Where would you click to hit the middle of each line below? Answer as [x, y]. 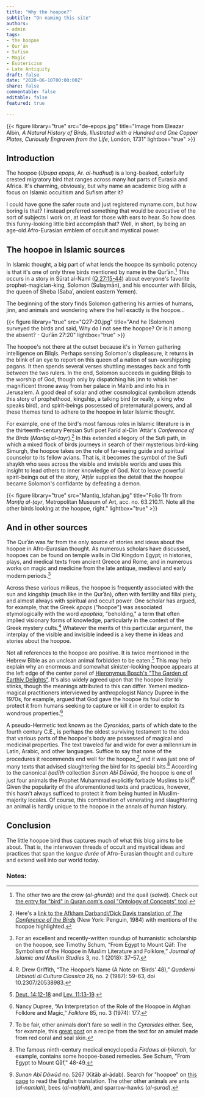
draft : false [23, 75]
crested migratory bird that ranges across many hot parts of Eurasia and [97, 180]
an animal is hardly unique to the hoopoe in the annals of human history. [97, 806]
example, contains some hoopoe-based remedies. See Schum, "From [103, 1056]
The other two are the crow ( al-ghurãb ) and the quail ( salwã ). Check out [106, 895]
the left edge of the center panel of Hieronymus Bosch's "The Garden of [97, 673]
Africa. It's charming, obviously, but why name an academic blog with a [96, 186]
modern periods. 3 [29, 575]
